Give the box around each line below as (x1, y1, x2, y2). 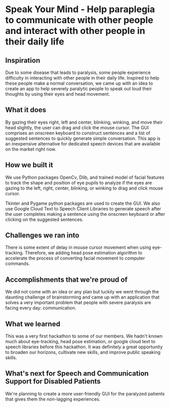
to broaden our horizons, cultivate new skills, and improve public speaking (5, 349, 161, 355)
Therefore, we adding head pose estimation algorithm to (24, 250, 143, 256)
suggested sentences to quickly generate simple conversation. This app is (5, 135, 161, 141)
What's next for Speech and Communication (5, 369, 149, 378)
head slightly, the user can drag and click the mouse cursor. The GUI (5, 124, 149, 130)
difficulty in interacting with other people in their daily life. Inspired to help (5, 75, 160, 81)
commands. (5, 261, 30, 267)
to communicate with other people (5, 14, 154, 26)
